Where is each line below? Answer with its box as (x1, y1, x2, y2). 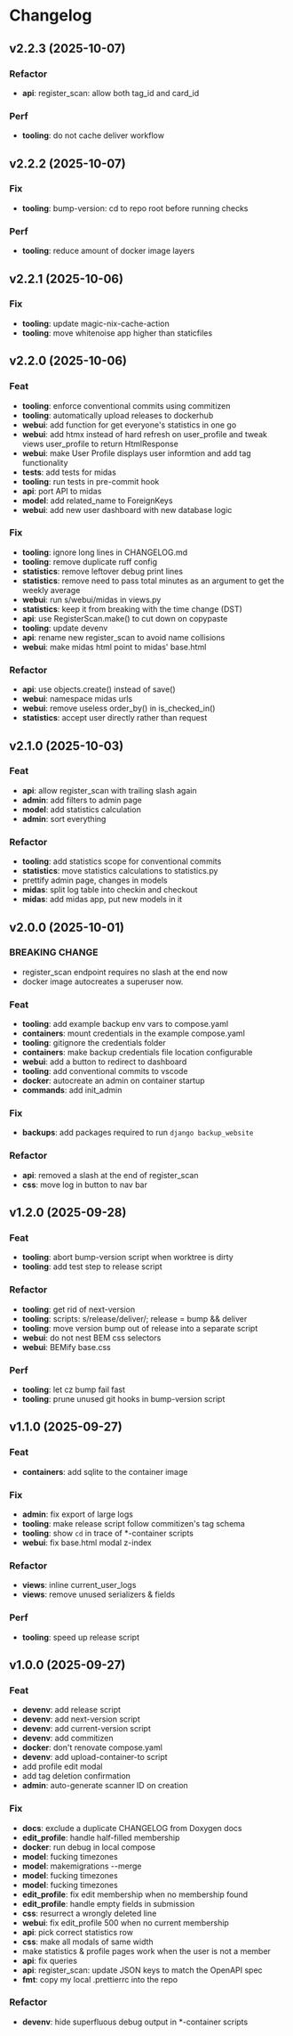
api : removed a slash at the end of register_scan (21, 1169, 199, 1180)
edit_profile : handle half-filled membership (21, 1832, 180, 1843)
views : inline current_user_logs (21, 1580, 137, 1591)
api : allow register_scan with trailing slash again (21, 785, 197, 795)
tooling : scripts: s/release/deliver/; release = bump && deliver (21, 1313, 248, 1323)
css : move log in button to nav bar (21, 1179, 148, 1190)
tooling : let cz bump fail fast (21, 1384, 126, 1395)
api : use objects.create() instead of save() (21, 684, 176, 695)
